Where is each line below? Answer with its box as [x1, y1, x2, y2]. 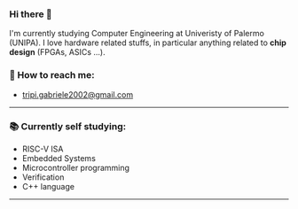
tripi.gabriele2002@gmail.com [21, 89, 134, 100]
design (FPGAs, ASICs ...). [9, 47, 106, 58]
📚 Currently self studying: [9, 120, 127, 132]
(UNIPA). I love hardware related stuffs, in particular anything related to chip [9, 37, 286, 48]
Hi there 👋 [9, 8, 53, 20]
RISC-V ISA [21, 143, 64, 154]
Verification [21, 172, 65, 182]
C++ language [21, 181, 75, 191]
